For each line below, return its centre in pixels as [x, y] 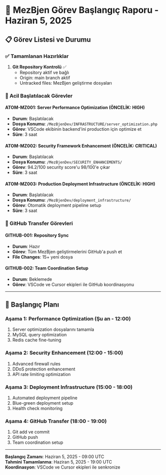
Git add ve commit [31, 432]
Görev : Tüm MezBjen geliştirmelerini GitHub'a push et [67, 252]
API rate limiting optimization [41, 374]
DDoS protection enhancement [44, 369]
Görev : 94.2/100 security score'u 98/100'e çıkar [61, 167]
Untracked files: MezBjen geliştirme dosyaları [66, 83]
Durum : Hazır [26, 246]
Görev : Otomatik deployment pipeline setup [57, 206]
